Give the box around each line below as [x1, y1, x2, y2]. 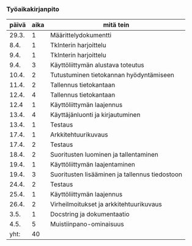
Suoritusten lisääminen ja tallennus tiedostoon [50, 170, 182, 179]
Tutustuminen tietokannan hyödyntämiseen [50, 71, 174, 80]
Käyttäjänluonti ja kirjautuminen [50, 111, 141, 119]
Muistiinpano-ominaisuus [50, 220, 124, 228]
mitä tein [103, 21, 130, 29]
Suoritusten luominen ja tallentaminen [50, 151, 159, 159]
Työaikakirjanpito [6, 5, 60, 13]
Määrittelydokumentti [50, 31, 112, 40]
